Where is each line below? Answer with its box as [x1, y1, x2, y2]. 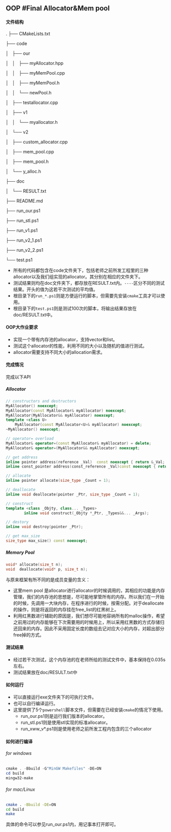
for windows [6, 750, 32, 756]
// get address [6, 454, 38, 460]
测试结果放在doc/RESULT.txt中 [13, 669, 78, 675]
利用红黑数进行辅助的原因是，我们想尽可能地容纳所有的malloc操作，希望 [13, 613, 165, 619]
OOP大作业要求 [6, 324, 38, 330]
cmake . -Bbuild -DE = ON [6, 802, 56, 807]
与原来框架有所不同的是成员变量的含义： [6, 576, 90, 583]
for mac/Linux [6, 786, 35, 792]
